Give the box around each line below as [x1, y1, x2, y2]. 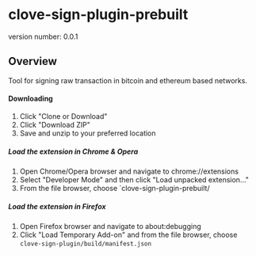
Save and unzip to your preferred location [19, 128, 156, 138]
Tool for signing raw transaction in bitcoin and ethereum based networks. [8, 75, 248, 85]
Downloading [8, 94, 53, 104]
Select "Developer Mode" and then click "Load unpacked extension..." [19, 174, 250, 184]
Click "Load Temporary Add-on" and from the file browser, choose [19, 230, 238, 239]
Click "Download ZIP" [19, 120, 91, 129]
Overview [8, 55, 58, 68]
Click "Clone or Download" [19, 111, 108, 120]
